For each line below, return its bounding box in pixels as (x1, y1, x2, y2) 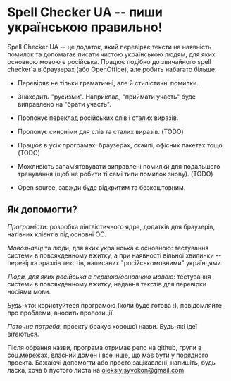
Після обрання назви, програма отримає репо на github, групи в (7, 343, 202, 351)
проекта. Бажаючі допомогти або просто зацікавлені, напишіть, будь (7, 358, 216, 367)
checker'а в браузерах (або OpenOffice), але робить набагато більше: (7, 65, 217, 73)
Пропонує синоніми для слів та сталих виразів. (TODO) (17, 127, 185, 135)
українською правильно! (7, 19, 163, 35)
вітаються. (7, 329, 39, 338)
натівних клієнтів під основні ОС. (7, 230, 107, 238)
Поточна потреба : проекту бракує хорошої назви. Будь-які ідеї (7, 322, 197, 330)
